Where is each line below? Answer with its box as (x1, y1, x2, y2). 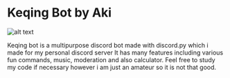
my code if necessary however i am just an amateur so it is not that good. (7, 63, 217, 71)
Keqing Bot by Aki (7, 5, 112, 21)
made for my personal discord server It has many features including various (7, 48, 224, 57)
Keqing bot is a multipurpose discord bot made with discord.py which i (7, 41, 209, 49)
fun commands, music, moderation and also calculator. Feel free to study (7, 55, 216, 64)
